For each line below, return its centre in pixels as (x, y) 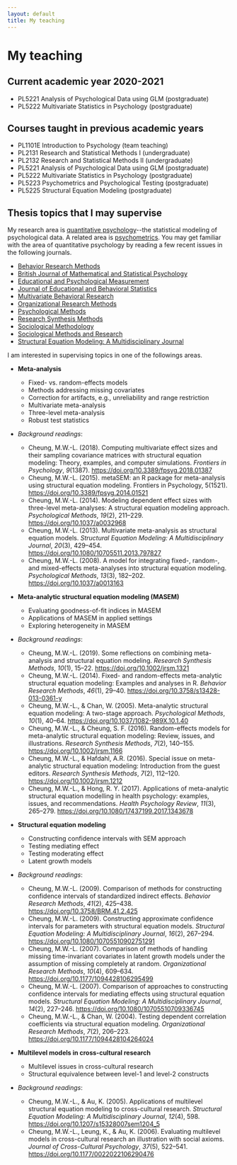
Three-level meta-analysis (66, 413)
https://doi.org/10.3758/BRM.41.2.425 (83, 911)
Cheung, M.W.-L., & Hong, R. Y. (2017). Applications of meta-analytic (128, 789)
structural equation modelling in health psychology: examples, (119, 796)
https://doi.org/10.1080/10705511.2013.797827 (94, 553)
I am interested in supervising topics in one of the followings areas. (105, 356)
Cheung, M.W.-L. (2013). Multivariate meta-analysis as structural (122, 530)
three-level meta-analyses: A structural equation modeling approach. (129, 508)
